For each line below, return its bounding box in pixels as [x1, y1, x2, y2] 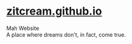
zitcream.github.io [6, 4, 102, 18]
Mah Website [6, 24, 40, 32]
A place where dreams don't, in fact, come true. [6, 31, 126, 38]
